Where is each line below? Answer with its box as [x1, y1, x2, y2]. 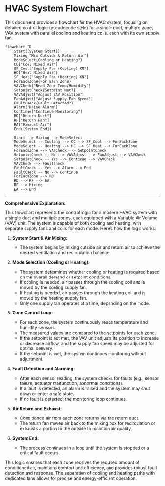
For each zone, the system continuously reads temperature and [19, 319, 148, 325]
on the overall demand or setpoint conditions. [19, 274, 112, 280]
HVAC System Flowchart [5, 3, 108, 14]
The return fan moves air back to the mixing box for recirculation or [19, 420, 156, 426]
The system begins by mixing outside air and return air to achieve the [19, 244, 160, 250]
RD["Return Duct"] [14, 113, 52, 118]
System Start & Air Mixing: [12, 235, 68, 241]
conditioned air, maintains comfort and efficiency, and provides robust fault [5, 464, 157, 471]
